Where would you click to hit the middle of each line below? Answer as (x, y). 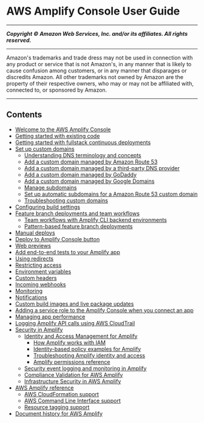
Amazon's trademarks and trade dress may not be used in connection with (100, 57)
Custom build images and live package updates (74, 304)
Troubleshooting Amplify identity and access (89, 355)
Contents (24, 115)
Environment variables (43, 271)
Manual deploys (35, 233)
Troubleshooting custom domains (66, 200)
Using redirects (34, 258)
